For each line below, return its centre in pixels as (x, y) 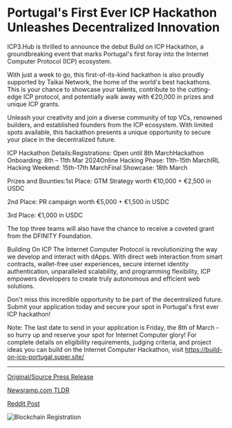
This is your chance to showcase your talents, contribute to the (97, 89)
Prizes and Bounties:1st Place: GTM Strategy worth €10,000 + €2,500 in (109, 180)
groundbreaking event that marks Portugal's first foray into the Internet (108, 54)
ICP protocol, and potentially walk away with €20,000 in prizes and (118, 96)
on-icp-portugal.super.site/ (46, 357)
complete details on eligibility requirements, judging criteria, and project (109, 342)
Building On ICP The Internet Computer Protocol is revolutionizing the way (112, 249)
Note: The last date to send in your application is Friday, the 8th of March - (113, 327)
